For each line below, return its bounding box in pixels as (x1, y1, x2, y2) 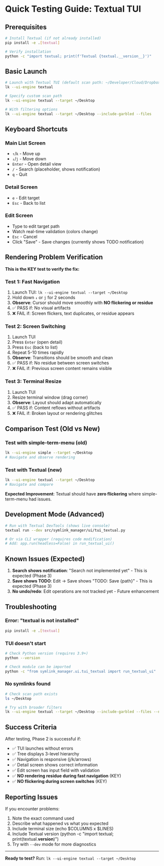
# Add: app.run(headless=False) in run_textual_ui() (5, 541, 115, 546)
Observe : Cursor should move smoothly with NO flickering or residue (12, 300, 153, 305)
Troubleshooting (5, 603, 57, 611)
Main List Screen (5, 139, 46, 146)
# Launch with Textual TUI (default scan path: (5, 80, 104, 85)
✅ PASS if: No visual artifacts (12, 304, 71, 311)
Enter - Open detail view (12, 161, 62, 167)
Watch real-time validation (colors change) (12, 228, 99, 234)
